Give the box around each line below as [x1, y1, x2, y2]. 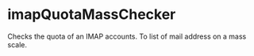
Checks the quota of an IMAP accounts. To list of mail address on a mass [7, 32, 247, 41]
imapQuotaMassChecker [7, 6, 176, 24]
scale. [7, 39, 27, 49]
